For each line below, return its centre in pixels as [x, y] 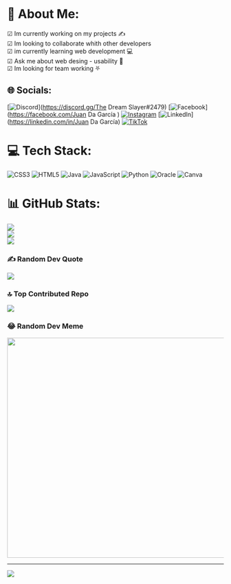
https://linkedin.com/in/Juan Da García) [65, 121]
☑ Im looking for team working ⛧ [54, 68]
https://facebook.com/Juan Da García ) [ [85, 114]
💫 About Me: [43, 14]
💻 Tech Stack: [49, 150]
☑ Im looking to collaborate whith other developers [79, 43]
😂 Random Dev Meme [45, 326]
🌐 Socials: [30, 90]
